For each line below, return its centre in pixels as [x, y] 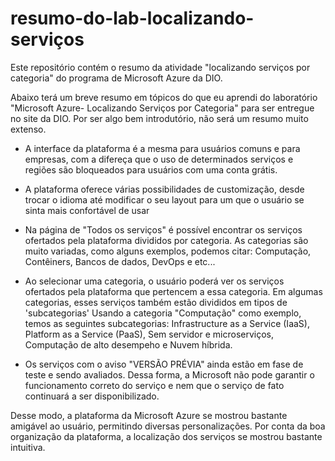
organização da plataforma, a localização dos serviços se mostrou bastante [166, 436]
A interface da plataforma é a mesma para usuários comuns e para [162, 148]
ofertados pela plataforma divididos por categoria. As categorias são [166, 240]
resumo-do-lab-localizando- [132, 18]
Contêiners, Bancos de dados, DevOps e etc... [120, 261]
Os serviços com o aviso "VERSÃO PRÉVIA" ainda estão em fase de [164, 364]
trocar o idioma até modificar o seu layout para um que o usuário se [164, 199]
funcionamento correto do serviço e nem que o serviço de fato [154, 385]
